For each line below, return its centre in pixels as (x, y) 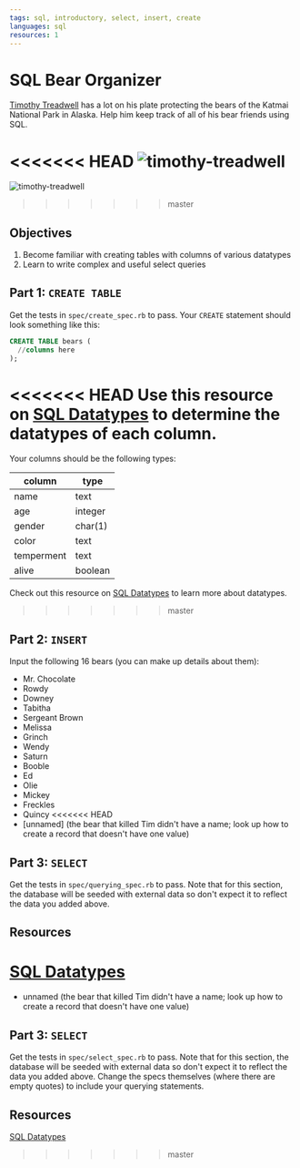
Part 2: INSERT (49, 639)
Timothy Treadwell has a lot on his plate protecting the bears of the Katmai (149, 105)
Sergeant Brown (53, 718)
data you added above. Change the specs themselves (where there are (142, 1077)
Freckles (39, 805)
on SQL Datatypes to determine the (145, 414)
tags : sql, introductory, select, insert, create (105, 18)
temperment (40, 556)
